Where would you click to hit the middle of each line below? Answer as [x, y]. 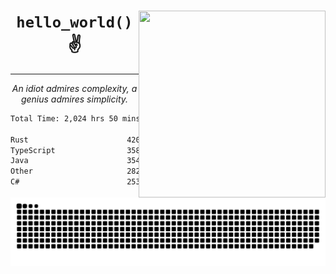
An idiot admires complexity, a [74, 88]
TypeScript [33, 150]
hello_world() [74, 22]
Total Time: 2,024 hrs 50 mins [75, 118]
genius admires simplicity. [74, 99]
